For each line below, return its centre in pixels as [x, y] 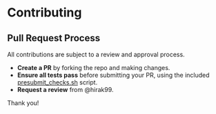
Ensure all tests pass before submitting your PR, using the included [113, 75]
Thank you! [23, 103]
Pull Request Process [54, 38]
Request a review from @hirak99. [65, 90]
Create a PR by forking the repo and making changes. [94, 68]
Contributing [45, 13]
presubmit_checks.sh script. [57, 82]
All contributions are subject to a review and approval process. [96, 54]
